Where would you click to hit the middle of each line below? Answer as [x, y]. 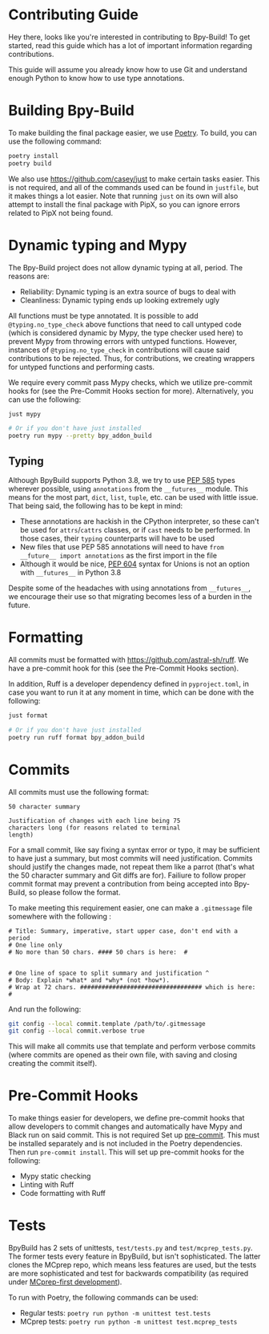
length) [21, 835]
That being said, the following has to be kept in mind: [96, 506]
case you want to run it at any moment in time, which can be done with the [131, 692]
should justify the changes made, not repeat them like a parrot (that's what [131, 866]
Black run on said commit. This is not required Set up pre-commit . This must [134, 1135]
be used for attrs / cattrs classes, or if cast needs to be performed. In [135, 530]
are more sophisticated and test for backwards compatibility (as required [128, 1274]
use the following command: [55, 141]
